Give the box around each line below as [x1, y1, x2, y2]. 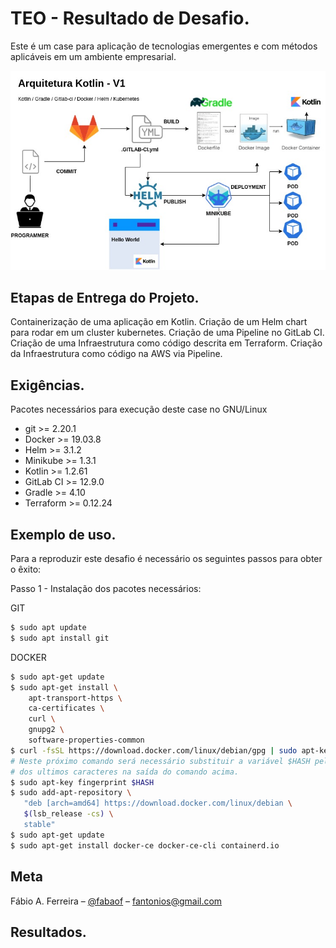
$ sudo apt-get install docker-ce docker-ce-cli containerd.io [10, 840, 280, 851]
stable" [23, 820, 56, 830]
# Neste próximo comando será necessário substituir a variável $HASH [10, 756, 311, 766]
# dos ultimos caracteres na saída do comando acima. [10, 767, 240, 777]
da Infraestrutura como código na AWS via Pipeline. [10, 348, 223, 360]
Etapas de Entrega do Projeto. [10, 290, 200, 307]
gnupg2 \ [28, 725, 65, 735]
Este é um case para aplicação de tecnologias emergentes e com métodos [10, 40, 318, 52]
